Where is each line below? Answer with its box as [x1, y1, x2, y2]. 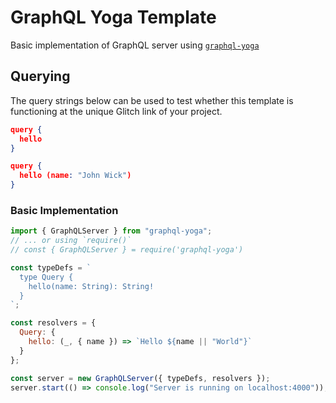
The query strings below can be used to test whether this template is [10, 94, 294, 106]
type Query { [19, 272, 74, 282]
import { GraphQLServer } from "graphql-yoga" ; [10, 226, 213, 236]
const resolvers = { [10, 318, 97, 328]
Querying [10, 68, 71, 85]
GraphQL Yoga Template [10, 6, 217, 29]
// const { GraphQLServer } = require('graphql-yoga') [10, 245, 244, 255]
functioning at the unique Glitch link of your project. [10, 105, 223, 117]
